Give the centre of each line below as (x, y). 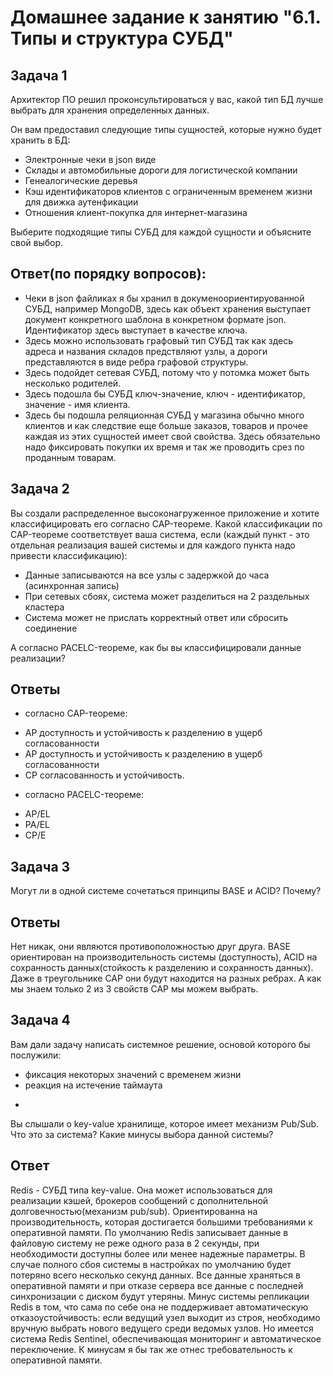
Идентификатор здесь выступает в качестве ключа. (136, 330)
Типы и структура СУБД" (122, 38)
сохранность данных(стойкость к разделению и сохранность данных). (162, 968)
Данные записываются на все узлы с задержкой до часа (147, 575)
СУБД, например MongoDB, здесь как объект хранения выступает (168, 308)
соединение (51, 628)
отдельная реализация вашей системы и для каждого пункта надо (153, 545)
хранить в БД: (40, 140)
